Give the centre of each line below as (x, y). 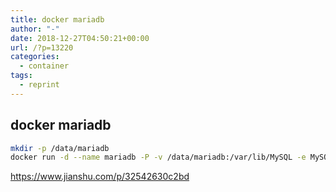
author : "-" (35, 29)
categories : (35, 57)
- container (44, 66)
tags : (21, 76)
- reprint (39, 85)
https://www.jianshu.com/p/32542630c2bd (100, 177)
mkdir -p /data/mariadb (60, 148)
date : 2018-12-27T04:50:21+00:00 (80, 38)
